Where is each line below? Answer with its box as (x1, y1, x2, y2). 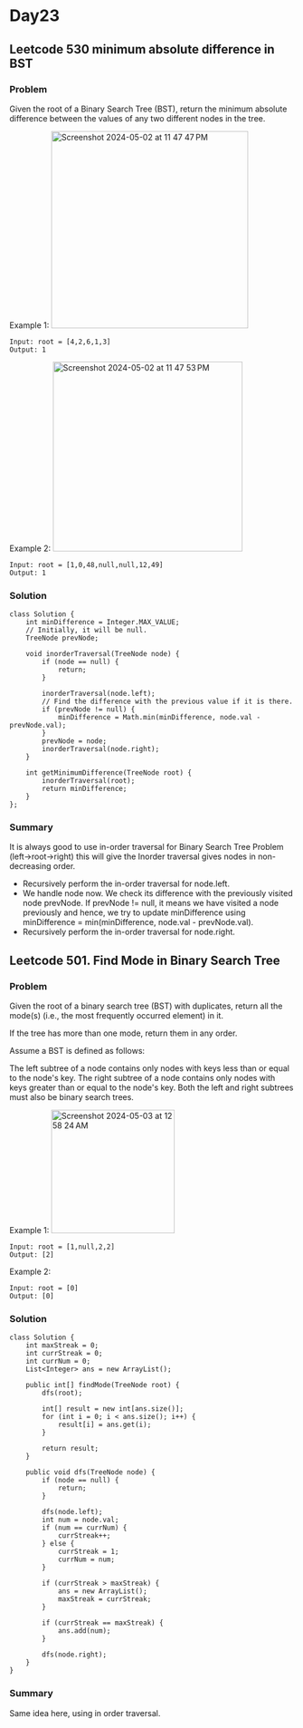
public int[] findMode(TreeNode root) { (25, 1381, 180, 1390)
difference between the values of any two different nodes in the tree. (9, 112, 266, 123)
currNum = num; (57, 1555, 116, 1564)
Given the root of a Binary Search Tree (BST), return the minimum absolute (9, 103, 288, 114)
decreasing (9, 861, 52, 872)
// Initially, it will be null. (25, 626, 147, 635)
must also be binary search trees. (9, 1092, 134, 1103)
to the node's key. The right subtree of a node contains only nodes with (9, 1073, 276, 1084)
